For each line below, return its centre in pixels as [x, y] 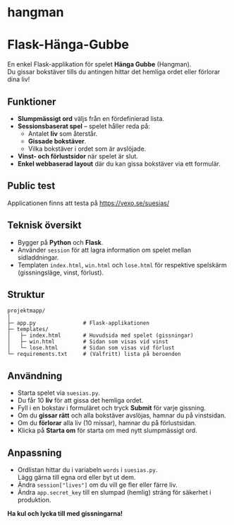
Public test [31, 186]
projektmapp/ [26, 311]
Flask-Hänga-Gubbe [68, 45]
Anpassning [35, 452]
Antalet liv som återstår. [63, 133]
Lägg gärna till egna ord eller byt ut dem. [76, 477]
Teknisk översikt [44, 225]
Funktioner [32, 102]
